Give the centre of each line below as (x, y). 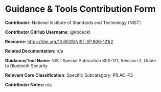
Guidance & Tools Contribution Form (80, 9)
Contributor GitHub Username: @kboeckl (48, 32)
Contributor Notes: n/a (29, 85)
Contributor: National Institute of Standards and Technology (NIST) (73, 23)
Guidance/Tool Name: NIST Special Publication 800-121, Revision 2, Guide (80, 60)
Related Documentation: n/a (34, 51)
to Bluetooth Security (26, 66)
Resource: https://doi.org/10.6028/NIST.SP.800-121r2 (59, 41)
